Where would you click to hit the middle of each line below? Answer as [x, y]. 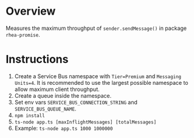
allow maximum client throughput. [57, 89]
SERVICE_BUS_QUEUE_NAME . [45, 109]
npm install [29, 115]
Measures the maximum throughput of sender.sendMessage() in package [96, 28]
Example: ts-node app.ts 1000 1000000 [64, 128]
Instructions [37, 60]
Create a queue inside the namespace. [63, 95]
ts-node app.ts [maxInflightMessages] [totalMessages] [85, 122]
